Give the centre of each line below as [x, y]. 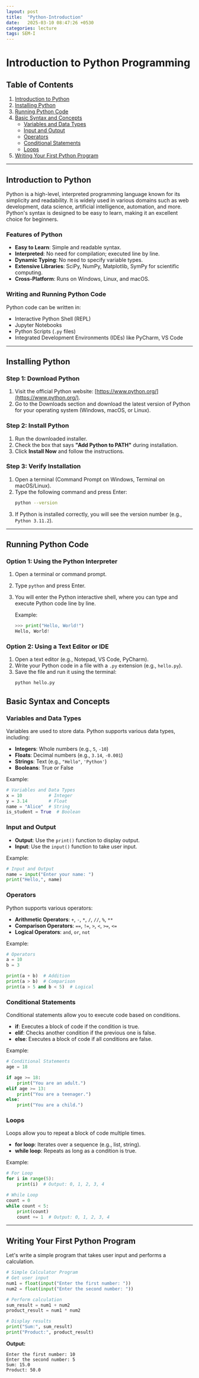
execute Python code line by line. [55, 603]
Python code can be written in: [44, 307]
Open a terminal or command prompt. [61, 574]
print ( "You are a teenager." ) [54, 1094]
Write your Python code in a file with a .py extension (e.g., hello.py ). [98, 666]
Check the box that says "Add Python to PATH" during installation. [96, 445]
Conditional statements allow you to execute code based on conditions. [93, 1015]
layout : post [22, 12]
